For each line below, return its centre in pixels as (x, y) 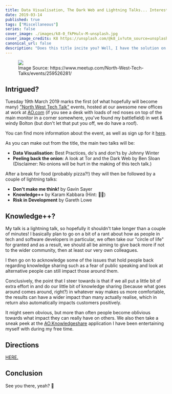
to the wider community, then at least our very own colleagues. (72, 250)
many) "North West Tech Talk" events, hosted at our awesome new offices (84, 107)
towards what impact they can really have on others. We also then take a (82, 318)
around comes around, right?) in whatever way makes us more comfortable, (85, 292)
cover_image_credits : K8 (32, 39)
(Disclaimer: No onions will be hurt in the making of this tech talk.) (82, 164)
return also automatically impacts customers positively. (63, 303)
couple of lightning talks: (31, 179)
